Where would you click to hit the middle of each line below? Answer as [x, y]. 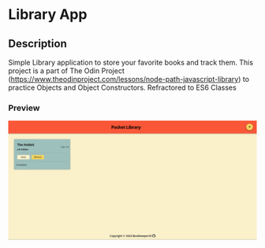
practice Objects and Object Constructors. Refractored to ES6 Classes [122, 87]
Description [37, 44]
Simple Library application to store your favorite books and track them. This [131, 62]
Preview [24, 108]
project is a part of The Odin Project [66, 71]
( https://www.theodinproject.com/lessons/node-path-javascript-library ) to [129, 79]
